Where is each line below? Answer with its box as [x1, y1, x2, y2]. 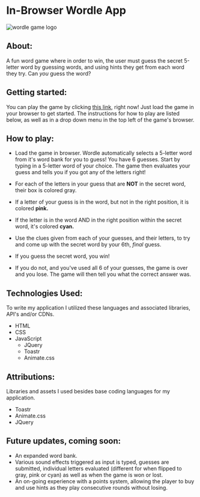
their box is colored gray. [14, 187, 77, 194]
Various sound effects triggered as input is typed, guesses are [14, 458, 169, 466]
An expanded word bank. [14, 452, 77, 459]
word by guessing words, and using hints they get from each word [20, 63, 185, 70]
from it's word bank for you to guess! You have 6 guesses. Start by [14, 156, 181, 163]
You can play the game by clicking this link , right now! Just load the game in [6, 103, 194, 110]
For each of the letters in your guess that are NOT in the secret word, [14, 180, 186, 187]
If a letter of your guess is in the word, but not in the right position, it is [14, 198, 189, 205]
